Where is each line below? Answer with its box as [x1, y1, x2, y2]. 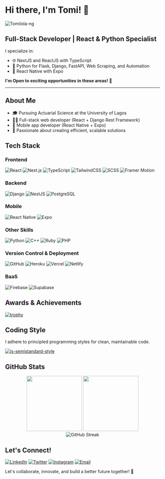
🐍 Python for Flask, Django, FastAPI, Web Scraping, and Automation [12, 63, 150, 69]
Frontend [5, 156, 27, 163]
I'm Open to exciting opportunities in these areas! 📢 [5, 78, 112, 83]
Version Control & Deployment [5, 250, 79, 257]
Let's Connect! [5, 446, 52, 454]
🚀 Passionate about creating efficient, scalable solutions [12, 127, 126, 133]
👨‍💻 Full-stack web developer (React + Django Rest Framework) [12, 117, 140, 123]
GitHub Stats [5, 363, 45, 371]
